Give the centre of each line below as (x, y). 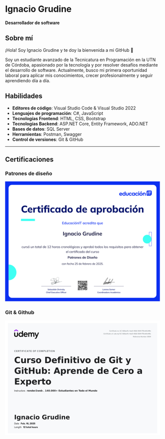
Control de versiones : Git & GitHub (48, 139)
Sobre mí (19, 38)
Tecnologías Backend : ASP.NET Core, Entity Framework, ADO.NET (80, 124)
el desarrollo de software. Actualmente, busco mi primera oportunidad (76, 70)
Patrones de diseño (29, 173)
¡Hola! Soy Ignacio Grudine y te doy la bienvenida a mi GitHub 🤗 (69, 50)
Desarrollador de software (32, 23)
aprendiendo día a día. (28, 80)
